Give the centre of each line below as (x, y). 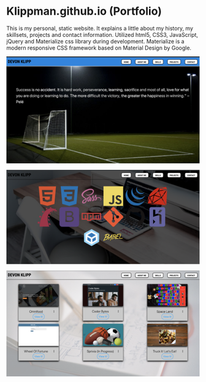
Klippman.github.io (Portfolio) (84, 11)
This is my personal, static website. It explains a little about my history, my (100, 28)
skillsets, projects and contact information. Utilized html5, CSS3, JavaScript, (102, 34)
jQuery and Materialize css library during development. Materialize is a (96, 41)
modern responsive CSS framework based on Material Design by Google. (99, 48)
